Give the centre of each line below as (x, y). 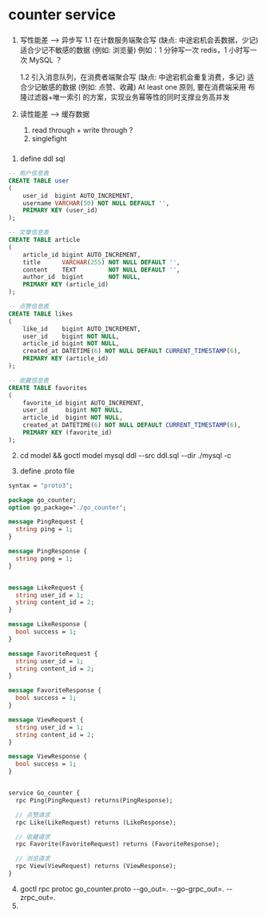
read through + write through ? (82, 131)
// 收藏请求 (33, 837)
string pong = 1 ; (44, 558)
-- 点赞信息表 (29, 307)
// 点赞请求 (33, 814)
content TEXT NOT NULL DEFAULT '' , (101, 270)
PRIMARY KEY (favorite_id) (67, 433)
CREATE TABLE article (44, 240)
